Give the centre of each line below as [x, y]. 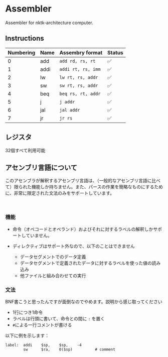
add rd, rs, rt [77, 61]
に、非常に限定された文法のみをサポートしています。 [60, 193]
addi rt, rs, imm [80, 69]
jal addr [70, 110]
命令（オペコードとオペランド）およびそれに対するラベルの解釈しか [83, 229]
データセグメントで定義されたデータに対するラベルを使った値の [86, 263]
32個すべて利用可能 [25, 150]
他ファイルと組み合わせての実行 [53, 275]
